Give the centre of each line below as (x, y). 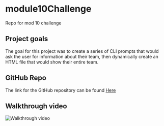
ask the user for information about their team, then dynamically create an (82, 56)
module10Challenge (48, 9)
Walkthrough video (36, 106)
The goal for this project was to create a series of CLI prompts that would (82, 51)
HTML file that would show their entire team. (52, 62)
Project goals (27, 39)
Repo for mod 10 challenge (33, 23)
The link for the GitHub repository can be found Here (61, 90)
